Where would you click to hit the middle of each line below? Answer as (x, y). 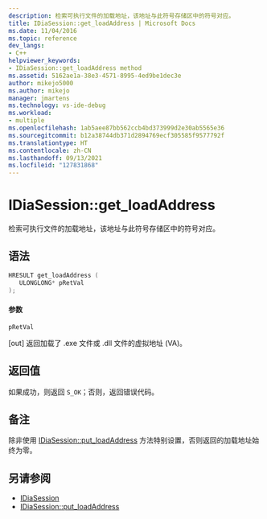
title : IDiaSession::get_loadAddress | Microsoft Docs (102, 23)
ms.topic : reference (43, 38)
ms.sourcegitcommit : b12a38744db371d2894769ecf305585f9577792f (117, 135)
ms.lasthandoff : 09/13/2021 (55, 158)
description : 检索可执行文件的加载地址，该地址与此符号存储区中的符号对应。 (121, 16)
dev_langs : (27, 46)
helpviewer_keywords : (45, 61)
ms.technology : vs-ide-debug (57, 105)
